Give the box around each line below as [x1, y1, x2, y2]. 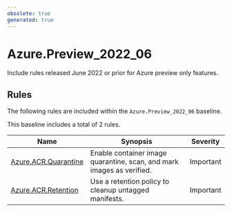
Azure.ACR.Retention [10, 185, 79, 195]
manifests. [90, 194, 124, 204]
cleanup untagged [90, 185, 150, 195]
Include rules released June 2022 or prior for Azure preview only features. [7, 69, 219, 77]
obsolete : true [7, 10, 51, 17]
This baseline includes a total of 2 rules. [7, 120, 121, 129]
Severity [191, 137, 220, 147]
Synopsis [120, 137, 153, 147]
